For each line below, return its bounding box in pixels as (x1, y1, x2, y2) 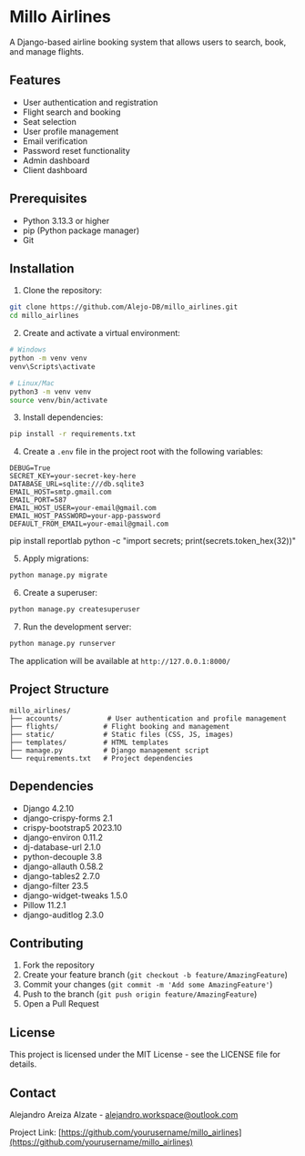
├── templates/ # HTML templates (9, 738, 169, 747)
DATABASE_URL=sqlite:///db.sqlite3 (9, 480, 145, 489)
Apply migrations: (22, 553, 89, 564)
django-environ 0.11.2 (22, 832, 103, 843)
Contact (9, 1085, 56, 1100)
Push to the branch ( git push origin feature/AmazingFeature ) (22, 988, 258, 999)
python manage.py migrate (9, 571, 107, 580)
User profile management (22, 126, 119, 137)
